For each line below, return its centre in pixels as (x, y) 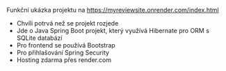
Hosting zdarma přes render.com (64, 60)
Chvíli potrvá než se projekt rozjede (67, 23)
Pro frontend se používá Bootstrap (66, 45)
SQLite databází (39, 38)
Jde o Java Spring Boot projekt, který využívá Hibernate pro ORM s (113, 31)
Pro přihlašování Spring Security (63, 52)
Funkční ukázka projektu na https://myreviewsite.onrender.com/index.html (113, 10)
